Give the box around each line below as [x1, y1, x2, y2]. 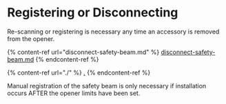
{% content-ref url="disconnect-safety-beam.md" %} [7, 48, 160, 56]
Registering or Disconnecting [7, 5, 178, 21]
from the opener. [7, 34, 55, 42]
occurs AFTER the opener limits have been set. [7, 89, 141, 97]
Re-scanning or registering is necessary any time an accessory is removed [7, 27, 220, 36]
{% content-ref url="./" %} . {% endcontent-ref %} [7, 68, 151, 77]
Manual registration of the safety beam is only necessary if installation [7, 81, 207, 90]
